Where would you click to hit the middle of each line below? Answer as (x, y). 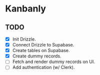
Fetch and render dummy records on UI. (53, 62)
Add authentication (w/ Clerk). (43, 67)
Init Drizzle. (24, 39)
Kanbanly (26, 9)
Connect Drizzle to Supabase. (43, 45)
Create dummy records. (37, 56)
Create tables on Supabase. (41, 50)
